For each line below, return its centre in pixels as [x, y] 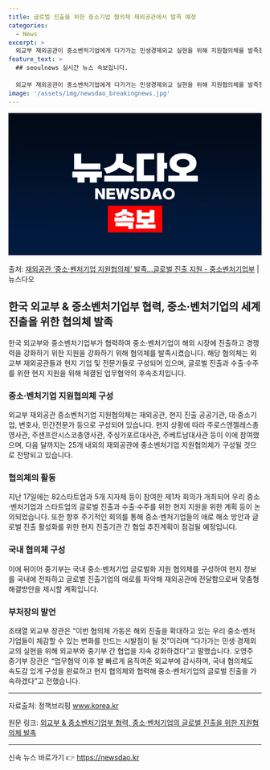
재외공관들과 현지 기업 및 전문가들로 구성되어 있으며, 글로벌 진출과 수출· [135, 362]
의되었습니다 [28, 517]
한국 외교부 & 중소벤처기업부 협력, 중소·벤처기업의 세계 [135, 307]
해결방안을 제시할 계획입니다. [53, 589]
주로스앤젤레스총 [233, 425]
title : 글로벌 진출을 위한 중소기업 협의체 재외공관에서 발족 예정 [102, 17]
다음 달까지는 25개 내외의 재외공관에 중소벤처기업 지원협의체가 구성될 [134, 445]
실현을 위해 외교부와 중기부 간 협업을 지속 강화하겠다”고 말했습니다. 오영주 [138, 651]
